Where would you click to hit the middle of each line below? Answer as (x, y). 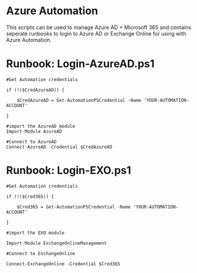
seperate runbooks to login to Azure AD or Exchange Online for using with (96, 33)
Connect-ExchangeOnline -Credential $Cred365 (63, 264)
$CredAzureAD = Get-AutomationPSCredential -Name (79, 100)
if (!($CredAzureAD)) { (35, 90)
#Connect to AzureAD (32, 142)
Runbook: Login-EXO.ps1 (69, 171)
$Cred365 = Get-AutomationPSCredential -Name (74, 207)
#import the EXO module (35, 233)
